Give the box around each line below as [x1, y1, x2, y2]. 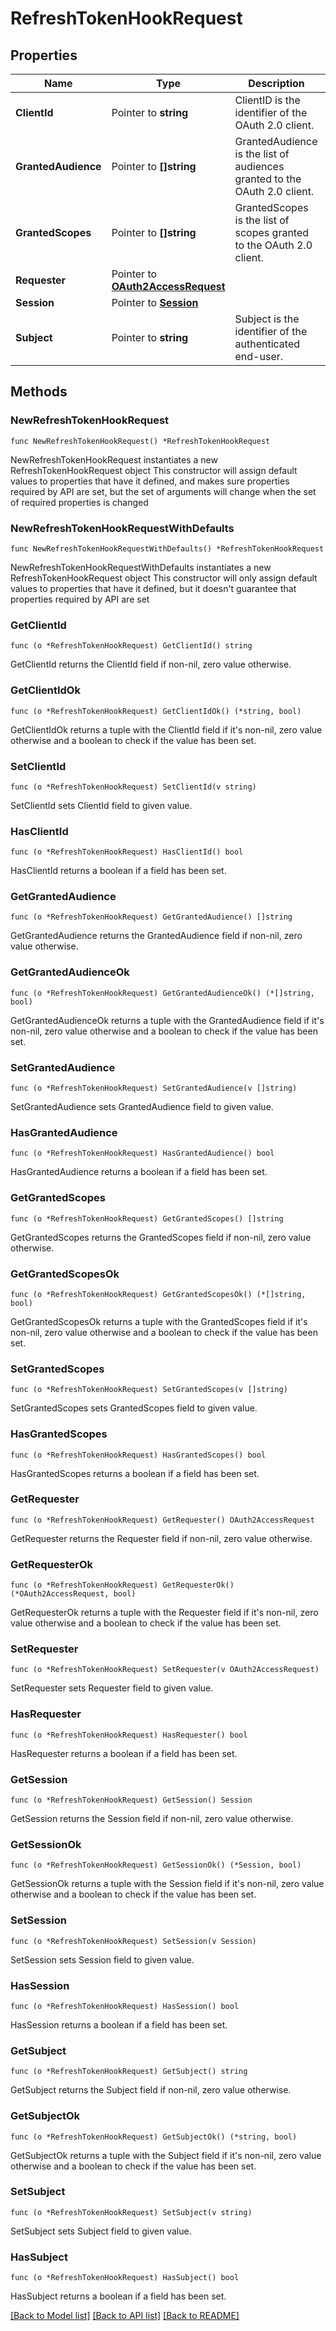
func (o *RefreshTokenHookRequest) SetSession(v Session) [10, 1936, 257, 1946]
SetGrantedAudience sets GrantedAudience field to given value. [10, 1101, 274, 1113]
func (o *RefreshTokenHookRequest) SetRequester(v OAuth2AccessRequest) [10, 1665, 320, 1675]
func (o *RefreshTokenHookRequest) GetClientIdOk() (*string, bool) [10, 706, 302, 716]
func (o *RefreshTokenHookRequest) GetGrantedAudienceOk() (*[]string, [10, 988, 315, 998]
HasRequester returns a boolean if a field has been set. [10, 1747, 238, 1759]
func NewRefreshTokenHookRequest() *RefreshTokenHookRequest [10, 436, 271, 446]
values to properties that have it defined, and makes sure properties [10, 475, 290, 487]
